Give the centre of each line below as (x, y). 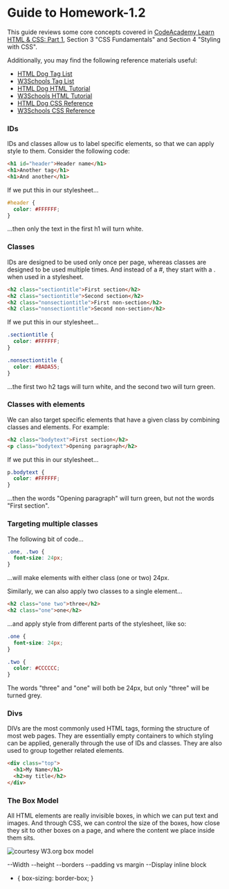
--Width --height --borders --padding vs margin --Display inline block (107, 865)
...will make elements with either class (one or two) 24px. (88, 578)
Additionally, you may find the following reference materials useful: (102, 60)
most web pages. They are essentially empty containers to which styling (110, 736)
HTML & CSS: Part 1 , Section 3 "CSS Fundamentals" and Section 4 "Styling (114, 39)
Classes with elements (46, 404)
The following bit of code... (46, 539)
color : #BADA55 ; (37, 367)
